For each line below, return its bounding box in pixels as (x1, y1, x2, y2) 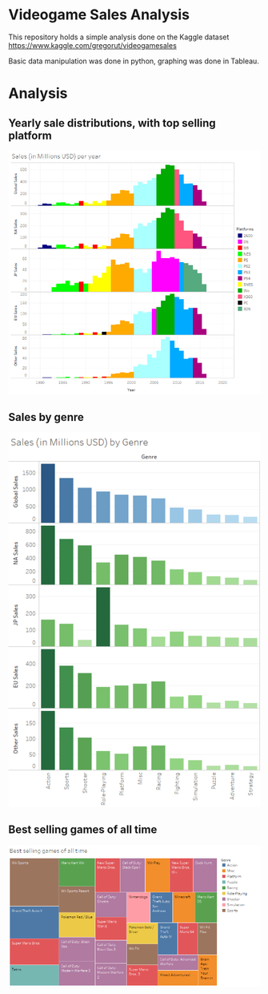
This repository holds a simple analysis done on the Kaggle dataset (8, 32, 230, 42)
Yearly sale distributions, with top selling (8, 116, 216, 130)
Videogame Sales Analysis (8, 6, 190, 24)
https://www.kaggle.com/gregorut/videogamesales (8, 40, 178, 50)
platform (8, 128, 52, 142)
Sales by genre (8, 410, 84, 424)
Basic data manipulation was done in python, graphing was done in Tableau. (8, 56, 260, 66)
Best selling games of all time (8, 823, 158, 837)
